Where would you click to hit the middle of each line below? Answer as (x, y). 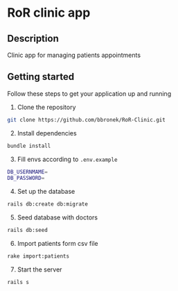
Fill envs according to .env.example (67, 159)
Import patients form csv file (57, 244)
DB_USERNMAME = (28, 172)
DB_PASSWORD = (26, 178)
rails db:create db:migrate (48, 204)
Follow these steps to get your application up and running (89, 93)
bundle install (29, 146)
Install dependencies (47, 133)
